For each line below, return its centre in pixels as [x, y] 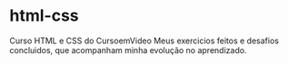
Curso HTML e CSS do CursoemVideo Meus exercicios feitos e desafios [144, 41]
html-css [44, 16]
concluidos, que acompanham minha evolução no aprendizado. [128, 50]
